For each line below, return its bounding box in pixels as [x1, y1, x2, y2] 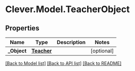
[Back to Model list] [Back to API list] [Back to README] [5, 60, 122, 66]
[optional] [90, 47, 114, 54]
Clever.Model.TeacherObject [5, 4, 130, 15]
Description [56, 39, 86, 46]
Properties [5, 24, 40, 32]
